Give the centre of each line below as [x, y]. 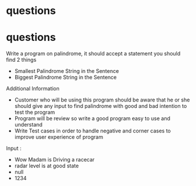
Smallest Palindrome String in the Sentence [67, 71]
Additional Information [33, 89]
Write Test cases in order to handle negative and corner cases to [92, 131]
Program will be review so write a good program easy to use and [92, 118]
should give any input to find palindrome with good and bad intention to [101, 106]
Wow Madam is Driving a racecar [54, 160]
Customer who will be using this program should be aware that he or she [102, 100]
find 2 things [21, 60]
